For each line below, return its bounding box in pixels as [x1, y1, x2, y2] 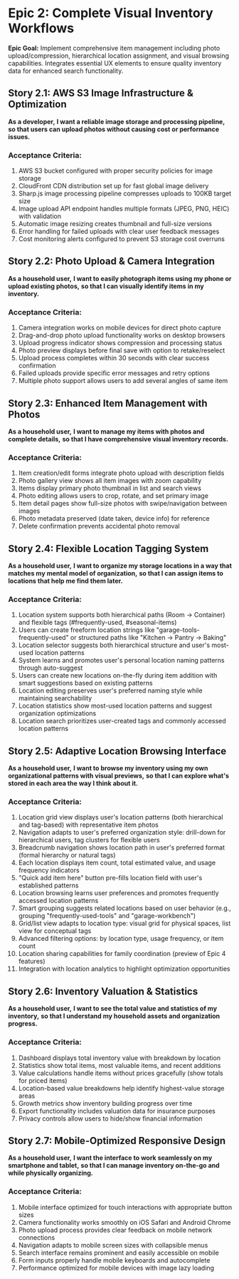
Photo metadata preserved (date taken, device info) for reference [18, 514, 210, 523]
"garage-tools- [156, 626, 200, 634]
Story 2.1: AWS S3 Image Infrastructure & [8, 87, 194, 99]
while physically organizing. [8, 1168, 93, 1178]
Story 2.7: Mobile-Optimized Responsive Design [8, 1134, 226, 1146]
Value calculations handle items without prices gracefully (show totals [18, 1069, 223, 1077]
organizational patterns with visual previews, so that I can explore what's [8, 772, 230, 780]
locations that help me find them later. [8, 576, 123, 586]
